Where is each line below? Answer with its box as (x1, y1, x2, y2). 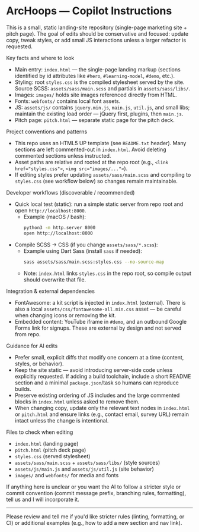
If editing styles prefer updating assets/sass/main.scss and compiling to (14, 171, 191, 178)
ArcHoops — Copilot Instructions (6, 4, 172, 18)
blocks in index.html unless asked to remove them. (14, 398, 140, 405)
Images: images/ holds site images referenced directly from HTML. (14, 91, 177, 98)
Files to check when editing (6, 428, 73, 436)
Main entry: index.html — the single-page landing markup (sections (14, 65, 181, 73)
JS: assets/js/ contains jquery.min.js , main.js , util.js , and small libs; (14, 104, 190, 111)
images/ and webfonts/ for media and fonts (14, 471, 119, 478)
